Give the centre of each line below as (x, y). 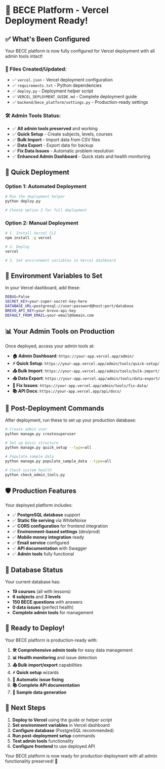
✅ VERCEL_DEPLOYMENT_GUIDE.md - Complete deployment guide (75, 97)
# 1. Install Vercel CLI (31, 233)
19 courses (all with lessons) (41, 592)
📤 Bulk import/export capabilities (47, 665)
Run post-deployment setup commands (54, 735)
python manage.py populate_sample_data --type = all (58, 461)
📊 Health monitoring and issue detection (55, 657)
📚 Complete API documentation (46, 685)
